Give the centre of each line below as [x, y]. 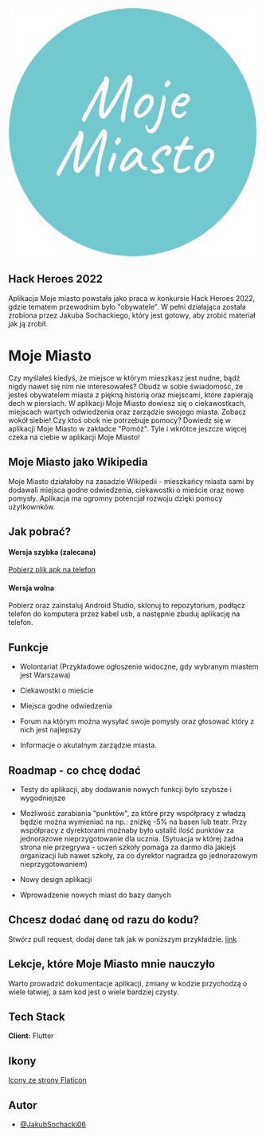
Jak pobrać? [40, 531]
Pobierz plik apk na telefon [52, 570]
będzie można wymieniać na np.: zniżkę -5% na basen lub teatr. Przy [133, 822]
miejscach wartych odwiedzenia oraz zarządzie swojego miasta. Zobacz [127, 412]
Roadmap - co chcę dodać [74, 770]
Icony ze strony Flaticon [48, 1080]
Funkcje [29, 648]
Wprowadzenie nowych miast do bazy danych [95, 895]
